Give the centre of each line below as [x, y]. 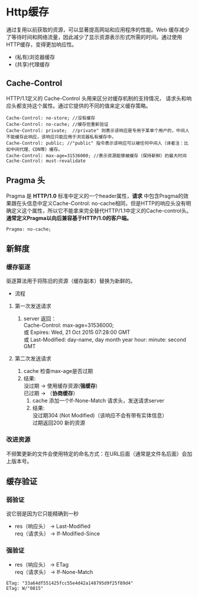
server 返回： [40, 319]
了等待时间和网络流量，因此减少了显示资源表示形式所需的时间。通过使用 [94, 37]
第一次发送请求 [33, 306]
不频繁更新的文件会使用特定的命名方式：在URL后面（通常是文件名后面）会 [97, 453]
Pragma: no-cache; [29, 229]
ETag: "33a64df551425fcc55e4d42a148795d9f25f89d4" [70, 583]
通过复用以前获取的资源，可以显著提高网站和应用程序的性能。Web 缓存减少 [98, 30]
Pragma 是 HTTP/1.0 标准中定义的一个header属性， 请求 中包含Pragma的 [95, 196]
